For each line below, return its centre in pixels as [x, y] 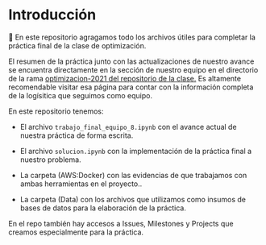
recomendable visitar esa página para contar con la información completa [131, 87]
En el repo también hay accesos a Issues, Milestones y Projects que [121, 223]
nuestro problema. [51, 160]
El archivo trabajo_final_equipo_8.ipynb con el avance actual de [128, 127]
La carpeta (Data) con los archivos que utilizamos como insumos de [133, 199]
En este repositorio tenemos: [56, 111]
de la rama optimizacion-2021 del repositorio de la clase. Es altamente [125, 78]
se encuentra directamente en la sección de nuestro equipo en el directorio [133, 69]
